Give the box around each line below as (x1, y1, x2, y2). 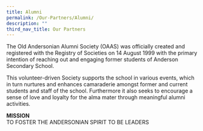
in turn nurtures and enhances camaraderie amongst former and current (6, 81, 188, 88)
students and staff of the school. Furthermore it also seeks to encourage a (6, 87, 193, 95)
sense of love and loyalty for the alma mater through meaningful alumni (6, 94, 186, 101)
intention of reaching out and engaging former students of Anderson (6, 56, 179, 63)
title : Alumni (6, 9, 43, 15)
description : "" (6, 20, 48, 26)
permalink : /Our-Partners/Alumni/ (6, 15, 94, 21)
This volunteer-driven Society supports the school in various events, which (6, 74, 195, 81)
